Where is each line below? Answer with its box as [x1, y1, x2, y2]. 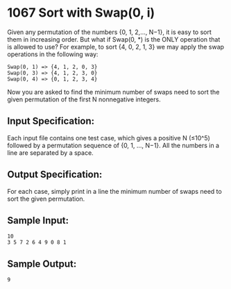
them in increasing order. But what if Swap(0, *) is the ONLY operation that [7, 35, 221, 43]
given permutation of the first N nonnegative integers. [7, 95, 161, 104]
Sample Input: [7, 214, 69, 226]
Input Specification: [7, 115, 95, 127]
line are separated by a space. [7, 148, 94, 157]
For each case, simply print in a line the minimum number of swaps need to [7, 187, 222, 195]
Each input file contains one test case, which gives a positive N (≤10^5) [7, 133, 210, 142]
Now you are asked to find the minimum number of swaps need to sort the [7, 88, 220, 96]
